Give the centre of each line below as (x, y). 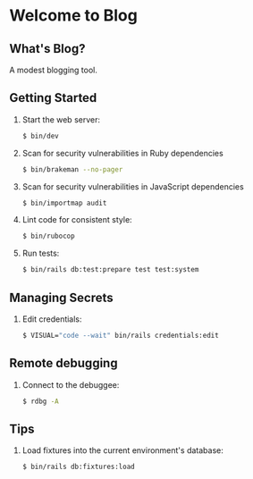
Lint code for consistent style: (77, 220)
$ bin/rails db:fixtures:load (79, 467)
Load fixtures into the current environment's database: (122, 450)
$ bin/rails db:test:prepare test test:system (110, 270)
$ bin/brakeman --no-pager (72, 169)
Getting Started (53, 98)
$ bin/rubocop (48, 236)
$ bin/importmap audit (64, 203)
